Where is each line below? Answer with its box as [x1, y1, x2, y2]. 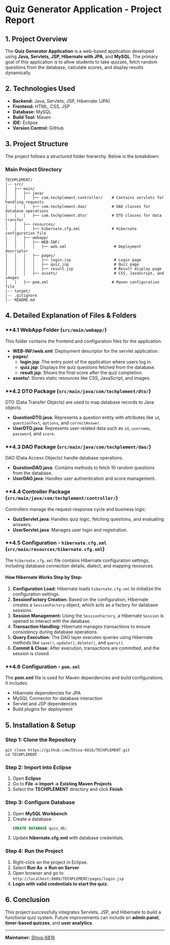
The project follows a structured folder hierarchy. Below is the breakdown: [5, 153, 160, 159]
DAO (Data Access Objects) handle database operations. [5, 455, 124, 461]
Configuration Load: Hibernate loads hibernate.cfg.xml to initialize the [12, 586, 162, 592]
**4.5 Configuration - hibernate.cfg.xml [5, 539, 107, 546]
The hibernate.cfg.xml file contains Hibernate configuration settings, [5, 557, 150, 563]
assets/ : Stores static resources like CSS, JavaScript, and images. [12, 375, 151, 381]
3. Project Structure [5, 140, 68, 148]
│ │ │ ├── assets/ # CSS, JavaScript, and [5, 270, 164, 276]
